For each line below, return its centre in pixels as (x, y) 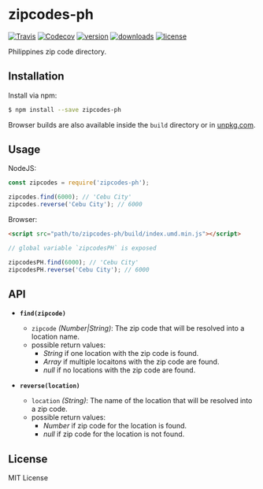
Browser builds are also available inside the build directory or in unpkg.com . (132, 124)
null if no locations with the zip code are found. (119, 370)
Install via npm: (33, 95)
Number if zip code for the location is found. (115, 426)
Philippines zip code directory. (57, 51)
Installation (36, 76)
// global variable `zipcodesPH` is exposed (82, 248)
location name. (56, 337)
